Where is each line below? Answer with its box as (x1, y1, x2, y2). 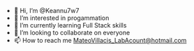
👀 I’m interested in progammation (13, 14, 110, 22)
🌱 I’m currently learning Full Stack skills (13, 21, 127, 29)
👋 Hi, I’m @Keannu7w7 (13, 7, 80, 14)
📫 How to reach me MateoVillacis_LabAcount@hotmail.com (13, 37, 187, 44)
